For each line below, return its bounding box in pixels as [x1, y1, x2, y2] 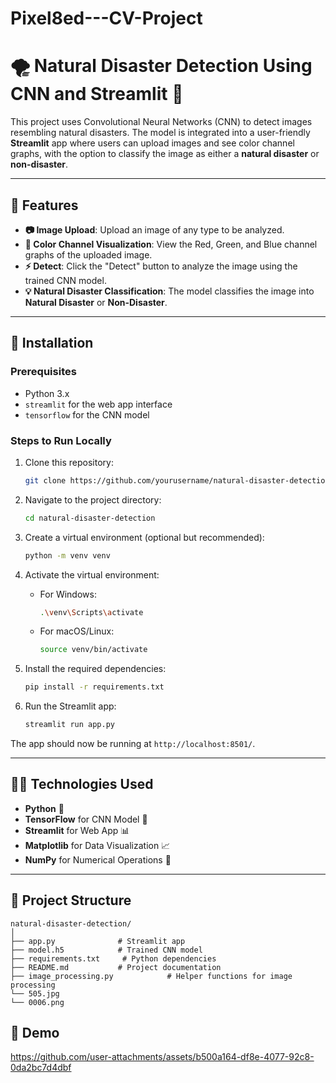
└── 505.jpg [10, 988, 60, 999]
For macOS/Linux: [39, 625, 115, 637]
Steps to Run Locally [10, 433, 112, 447]
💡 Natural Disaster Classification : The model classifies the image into [24, 285, 315, 297]
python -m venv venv [24, 550, 111, 561]
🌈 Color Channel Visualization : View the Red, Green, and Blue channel [24, 238, 318, 250]
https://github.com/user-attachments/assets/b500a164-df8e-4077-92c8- [10, 1051, 315, 1063]
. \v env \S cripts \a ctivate [39, 607, 144, 617]
